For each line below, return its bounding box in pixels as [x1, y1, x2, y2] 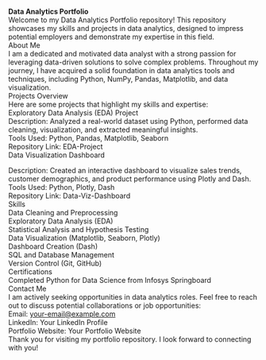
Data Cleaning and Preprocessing [8, 208, 118, 217]
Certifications [8, 267, 53, 277]
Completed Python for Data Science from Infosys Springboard [8, 276, 212, 285]
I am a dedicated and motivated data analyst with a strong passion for [8, 49, 237, 58]
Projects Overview [8, 91, 69, 100]
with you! [8, 343, 38, 352]
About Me [8, 41, 41, 50]
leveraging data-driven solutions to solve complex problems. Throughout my [8, 57, 259, 67]
